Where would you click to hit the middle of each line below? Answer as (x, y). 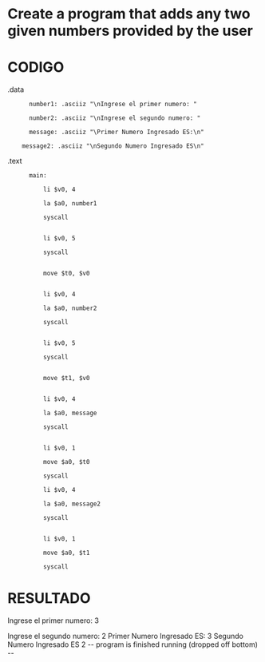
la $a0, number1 (70, 204)
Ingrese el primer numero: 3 (53, 620)
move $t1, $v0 (66, 379)
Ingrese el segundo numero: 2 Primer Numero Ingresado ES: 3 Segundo (126, 636)
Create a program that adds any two (129, 14)
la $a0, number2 (70, 308)
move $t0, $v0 (66, 274)
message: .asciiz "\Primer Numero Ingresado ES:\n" (116, 133)
